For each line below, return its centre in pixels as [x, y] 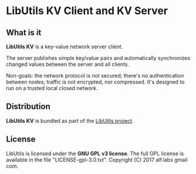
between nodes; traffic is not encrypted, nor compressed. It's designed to [95, 82]
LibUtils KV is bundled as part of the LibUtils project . [70, 121]
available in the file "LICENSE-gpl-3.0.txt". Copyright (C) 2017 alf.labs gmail [97, 159]
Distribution [28, 107]
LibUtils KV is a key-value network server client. [65, 46]
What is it [24, 33]
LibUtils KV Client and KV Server [87, 11]
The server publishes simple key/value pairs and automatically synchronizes [98, 58]
